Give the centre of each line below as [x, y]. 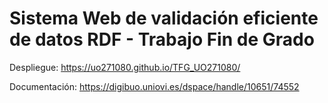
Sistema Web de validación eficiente [164, 18]
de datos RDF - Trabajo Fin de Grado [162, 39]
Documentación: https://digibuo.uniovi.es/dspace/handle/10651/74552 [154, 86]
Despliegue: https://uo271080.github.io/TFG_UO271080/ [125, 67]
